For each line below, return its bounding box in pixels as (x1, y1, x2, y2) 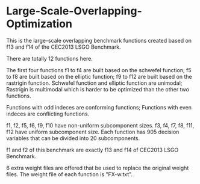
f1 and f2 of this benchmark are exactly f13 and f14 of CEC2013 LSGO (6, 146, 179, 153)
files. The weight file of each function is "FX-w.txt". (6, 170, 133, 178)
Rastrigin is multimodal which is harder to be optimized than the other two (6, 85, 190, 93)
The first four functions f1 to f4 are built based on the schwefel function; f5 (6, 66, 192, 73)
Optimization (6, 17, 72, 31)
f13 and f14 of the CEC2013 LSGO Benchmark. (6, 43, 122, 51)
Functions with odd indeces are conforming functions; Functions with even (6, 103, 192, 111)
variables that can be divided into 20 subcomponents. (6, 134, 140, 142)
